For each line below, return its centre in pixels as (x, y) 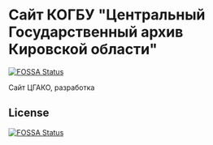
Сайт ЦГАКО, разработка (52, 87)
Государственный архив (96, 32)
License (29, 113)
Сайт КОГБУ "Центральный (107, 15)
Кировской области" (83, 49)
